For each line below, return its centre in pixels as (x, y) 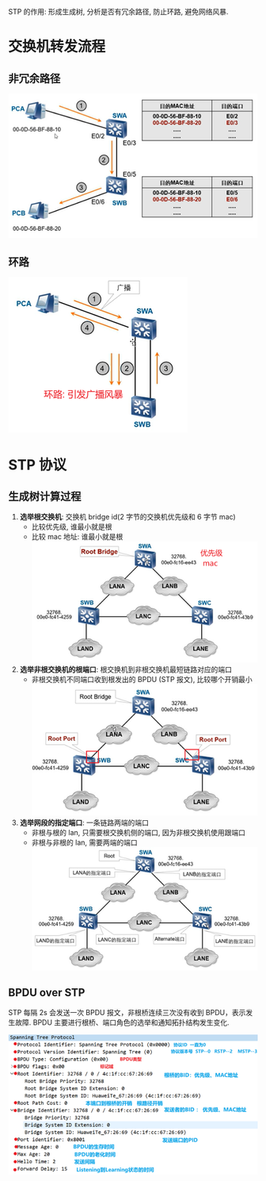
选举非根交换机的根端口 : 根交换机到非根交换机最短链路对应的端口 (125, 669)
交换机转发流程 (57, 47)
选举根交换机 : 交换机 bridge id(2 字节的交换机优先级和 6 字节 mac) (127, 517)
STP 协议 (38, 464)
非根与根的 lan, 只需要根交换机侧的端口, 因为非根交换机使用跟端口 (138, 832)
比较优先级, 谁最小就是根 (72, 527)
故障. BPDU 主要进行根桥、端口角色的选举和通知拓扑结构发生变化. (122, 1022)
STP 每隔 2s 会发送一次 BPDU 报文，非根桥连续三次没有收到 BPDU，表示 (127, 1013)
